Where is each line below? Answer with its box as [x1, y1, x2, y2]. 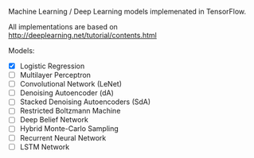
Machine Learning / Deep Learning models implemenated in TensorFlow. [8, 7, 247, 16]
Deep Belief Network [19, 115, 89, 125]
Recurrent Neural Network [19, 133, 107, 142]
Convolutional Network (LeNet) [19, 79, 122, 89]
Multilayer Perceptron [19, 71, 92, 80]
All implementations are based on [8, 22, 118, 31]
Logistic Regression [19, 61, 85, 71]
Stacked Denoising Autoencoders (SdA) [19, 97, 151, 106]
